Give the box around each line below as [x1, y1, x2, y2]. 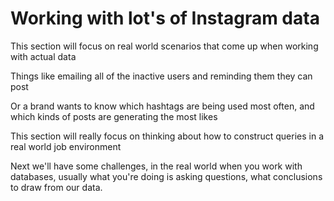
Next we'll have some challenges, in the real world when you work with [10, 160, 303, 172]
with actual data [10, 50, 77, 62]
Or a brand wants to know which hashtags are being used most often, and [10, 100, 315, 112]
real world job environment [10, 140, 122, 152]
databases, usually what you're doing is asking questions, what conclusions [10, 170, 323, 182]
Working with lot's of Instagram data [10, 7, 320, 30]
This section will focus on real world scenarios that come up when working [10, 40, 319, 52]
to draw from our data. [10, 181, 103, 193]
